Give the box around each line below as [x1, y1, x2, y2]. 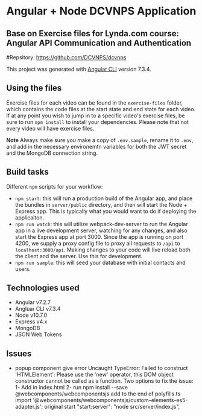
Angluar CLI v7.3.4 [14, 305, 61, 313]
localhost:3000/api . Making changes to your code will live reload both [14, 246, 191, 253]
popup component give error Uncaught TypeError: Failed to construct [14, 365, 188, 372]
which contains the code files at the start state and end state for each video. [6, 105, 196, 112]
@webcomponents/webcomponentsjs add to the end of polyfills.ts [14, 390, 181, 397]
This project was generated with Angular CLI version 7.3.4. [6, 65, 152, 73]
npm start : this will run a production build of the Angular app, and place [14, 195, 193, 202]
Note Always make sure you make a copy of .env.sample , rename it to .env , [6, 136, 194, 143]
